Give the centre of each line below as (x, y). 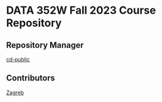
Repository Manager (45, 45)
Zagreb (15, 92)
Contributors (31, 78)
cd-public (18, 59)
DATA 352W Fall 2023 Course (81, 10)
